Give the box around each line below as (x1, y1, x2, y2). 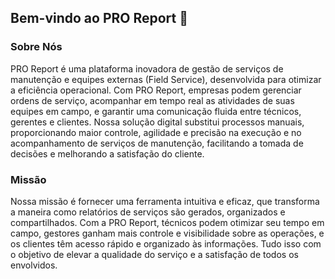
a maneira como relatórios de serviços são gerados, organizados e (10, 206, 286, 218)
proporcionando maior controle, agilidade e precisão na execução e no (10, 126, 302, 138)
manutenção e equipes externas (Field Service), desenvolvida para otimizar (10, 73, 322, 85)
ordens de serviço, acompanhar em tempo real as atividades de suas (10, 94, 295, 106)
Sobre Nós (10, 40, 63, 54)
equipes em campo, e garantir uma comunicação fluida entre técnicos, (10, 105, 302, 117)
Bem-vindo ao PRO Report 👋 (10, 10, 189, 27)
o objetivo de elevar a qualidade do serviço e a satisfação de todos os (10, 248, 299, 260)
